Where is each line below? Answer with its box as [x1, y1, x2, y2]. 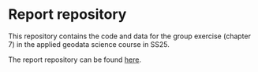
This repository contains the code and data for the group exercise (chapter [8, 31, 251, 41]
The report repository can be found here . [8, 55, 142, 64]
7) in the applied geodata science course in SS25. [8, 39, 170, 49]
